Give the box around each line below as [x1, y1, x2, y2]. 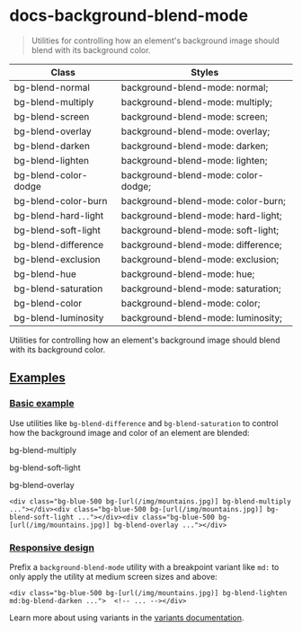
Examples [9, 370, 66, 386]
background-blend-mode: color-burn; [120, 194, 286, 207]
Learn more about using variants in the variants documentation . [9, 612, 244, 623]
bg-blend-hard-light [13, 209, 104, 221]
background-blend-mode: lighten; [120, 154, 268, 166]
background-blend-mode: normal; [120, 81, 269, 93]
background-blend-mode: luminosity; [120, 311, 283, 324]
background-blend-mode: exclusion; [120, 253, 280, 265]
